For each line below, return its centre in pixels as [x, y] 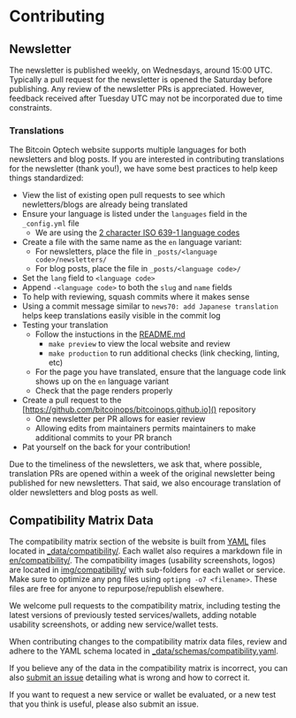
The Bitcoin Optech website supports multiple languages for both [128, 150]
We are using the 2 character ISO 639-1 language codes [137, 233]
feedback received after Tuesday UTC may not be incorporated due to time [146, 98]
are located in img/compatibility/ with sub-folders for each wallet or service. [147, 570]
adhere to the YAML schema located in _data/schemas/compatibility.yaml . [144, 651]
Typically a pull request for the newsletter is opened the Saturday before [141, 80]
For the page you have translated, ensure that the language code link [160, 372]
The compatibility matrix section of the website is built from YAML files [138, 542]
